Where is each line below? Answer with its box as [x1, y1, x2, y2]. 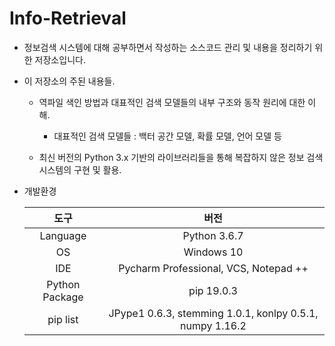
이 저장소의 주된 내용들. [23, 75, 116, 87]
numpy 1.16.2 [180, 318, 247, 332]
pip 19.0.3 [188, 283, 238, 297]
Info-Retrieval [9, 7, 127, 30]
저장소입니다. [34, 53, 86, 66]
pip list [47, 312, 79, 326]
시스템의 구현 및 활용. [38, 163, 122, 176]
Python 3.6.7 [182, 228, 244, 242]
